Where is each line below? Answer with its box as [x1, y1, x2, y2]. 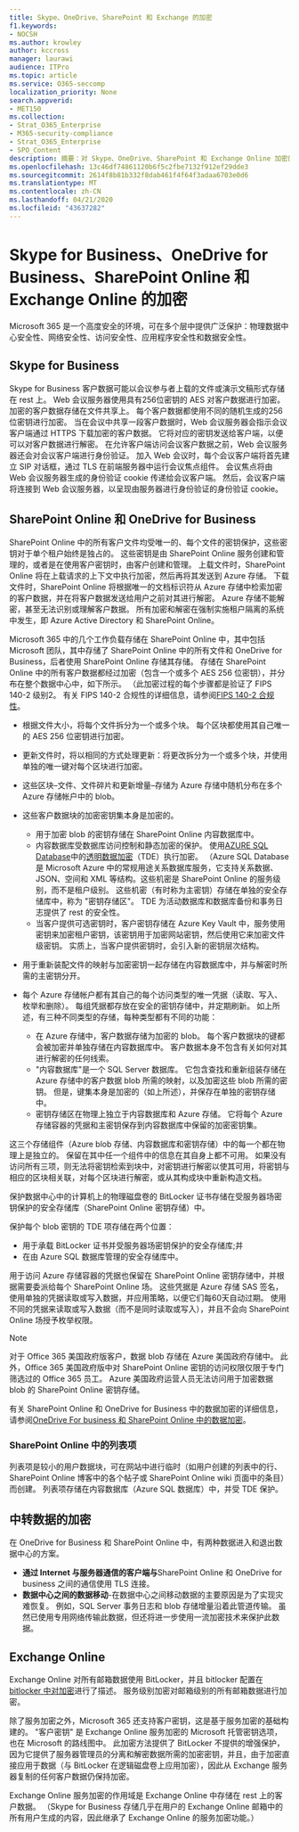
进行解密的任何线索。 [35, 1053, 114, 1064]
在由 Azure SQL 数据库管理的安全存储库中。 [21, 1252, 184, 1262]
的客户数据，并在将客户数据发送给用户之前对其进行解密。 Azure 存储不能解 [9, 593, 285, 604]
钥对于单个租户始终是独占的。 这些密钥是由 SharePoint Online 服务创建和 [9, 548, 277, 559]
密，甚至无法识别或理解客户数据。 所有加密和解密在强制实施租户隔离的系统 [9, 604, 285, 615]
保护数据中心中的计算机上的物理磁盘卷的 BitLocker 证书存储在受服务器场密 [9, 1191, 283, 1202]
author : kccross [9, 46, 69, 55]
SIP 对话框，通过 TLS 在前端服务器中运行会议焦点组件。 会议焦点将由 [19, 461, 273, 472]
